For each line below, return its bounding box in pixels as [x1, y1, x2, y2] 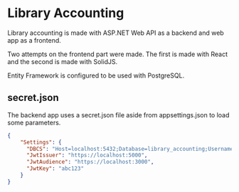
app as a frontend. [7, 36, 62, 44]
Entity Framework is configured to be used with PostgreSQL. [7, 71, 185, 80]
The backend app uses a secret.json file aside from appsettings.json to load [7, 110, 230, 119]
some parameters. [7, 118, 61, 127]
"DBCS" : [26, 145, 50, 152]
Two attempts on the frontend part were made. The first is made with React [7, 50, 228, 58]
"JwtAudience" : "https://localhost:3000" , [26, 159, 154, 166]
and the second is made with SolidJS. [7, 57, 118, 65]
